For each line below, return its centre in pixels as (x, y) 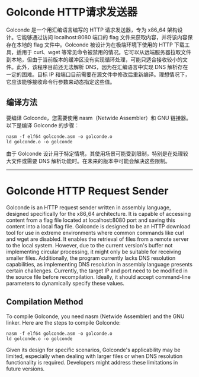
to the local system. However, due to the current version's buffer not (89, 245)
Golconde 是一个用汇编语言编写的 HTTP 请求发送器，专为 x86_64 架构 (92, 30)
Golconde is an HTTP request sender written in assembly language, (89, 207)
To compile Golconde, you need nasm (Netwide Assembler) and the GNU (95, 316)
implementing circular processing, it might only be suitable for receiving (94, 252)
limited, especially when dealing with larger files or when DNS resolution (94, 356)
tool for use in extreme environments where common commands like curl (95, 233)
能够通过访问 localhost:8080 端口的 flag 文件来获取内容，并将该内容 (105, 37)
